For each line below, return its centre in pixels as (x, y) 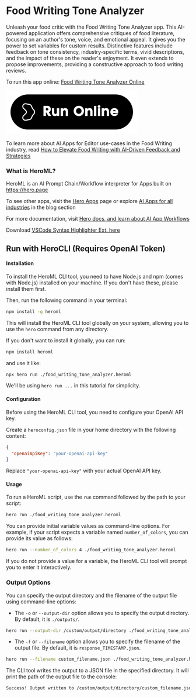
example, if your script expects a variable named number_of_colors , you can (97, 532)
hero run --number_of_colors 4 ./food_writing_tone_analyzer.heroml (91, 550)
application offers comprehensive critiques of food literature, (101, 33)
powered (17, 33)
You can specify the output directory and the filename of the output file (92, 595)
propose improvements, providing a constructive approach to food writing (95, 64)
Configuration (23, 399)
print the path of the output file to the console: (62, 677)
